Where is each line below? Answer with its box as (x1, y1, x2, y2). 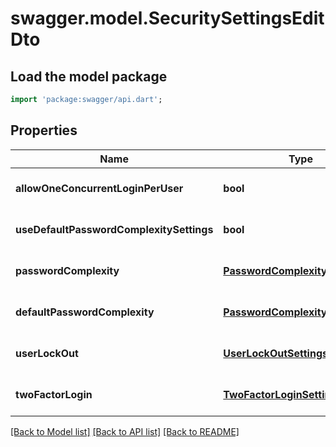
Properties (10, 122, 78, 139)
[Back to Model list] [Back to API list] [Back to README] (10, 425, 240, 437)
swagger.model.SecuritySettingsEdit (10, 7, 325, 30)
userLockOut (15, 346, 79, 360)
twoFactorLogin (15, 387, 93, 401)
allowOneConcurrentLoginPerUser (15, 181, 184, 195)
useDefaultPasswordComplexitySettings (15, 222, 214, 236)
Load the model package (10, 68, 168, 85)
